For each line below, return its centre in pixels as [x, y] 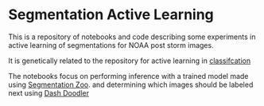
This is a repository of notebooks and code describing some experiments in [132, 37]
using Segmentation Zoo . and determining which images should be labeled [131, 84]
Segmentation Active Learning [111, 15]
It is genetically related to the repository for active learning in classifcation [130, 61]
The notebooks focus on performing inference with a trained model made [128, 76]
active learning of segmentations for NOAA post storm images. [111, 45]
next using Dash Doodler [49, 92]
